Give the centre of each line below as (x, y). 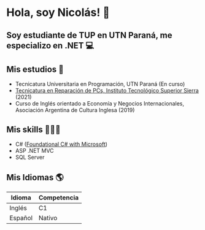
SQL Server (30, 157)
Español (21, 218)
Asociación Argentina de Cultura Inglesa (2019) (75, 110)
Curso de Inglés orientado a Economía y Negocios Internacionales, (99, 104)
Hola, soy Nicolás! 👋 (58, 13)
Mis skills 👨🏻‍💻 (34, 129)
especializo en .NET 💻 (50, 45)
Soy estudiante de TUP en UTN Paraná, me (89, 35)
